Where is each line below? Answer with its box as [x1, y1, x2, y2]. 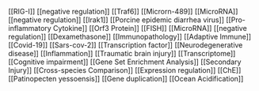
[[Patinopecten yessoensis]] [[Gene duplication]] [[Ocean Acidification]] [8, 74, 244, 83]
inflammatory [8, 24, 51, 32]
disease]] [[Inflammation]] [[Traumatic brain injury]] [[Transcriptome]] [8, 49, 236, 58]
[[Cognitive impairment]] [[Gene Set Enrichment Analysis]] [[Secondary [8, 57, 242, 66]
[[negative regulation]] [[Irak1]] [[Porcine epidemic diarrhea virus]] [8, 15, 224, 25]
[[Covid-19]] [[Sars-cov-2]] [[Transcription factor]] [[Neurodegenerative [8, 40, 243, 50]
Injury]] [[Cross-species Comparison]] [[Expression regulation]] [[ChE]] [8, 66, 242, 74]
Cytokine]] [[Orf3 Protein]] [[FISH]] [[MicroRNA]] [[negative [52, 24, 247, 32]
